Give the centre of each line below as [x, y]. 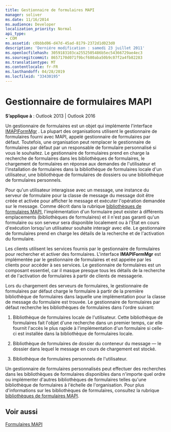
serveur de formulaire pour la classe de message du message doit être [80, 195]
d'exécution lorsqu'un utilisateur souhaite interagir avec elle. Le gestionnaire [86, 228]
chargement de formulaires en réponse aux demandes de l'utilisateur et [80, 163]
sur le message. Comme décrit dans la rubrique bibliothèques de [74, 206]
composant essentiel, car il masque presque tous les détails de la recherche [85, 270]
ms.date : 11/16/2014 [27, 19]
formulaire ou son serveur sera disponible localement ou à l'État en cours [82, 222]
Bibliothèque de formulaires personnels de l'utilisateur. [70, 358]
